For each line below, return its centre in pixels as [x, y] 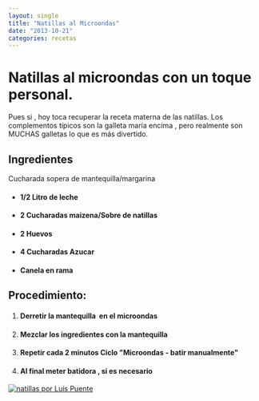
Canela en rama [46, 270]
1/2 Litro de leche [49, 196]
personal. [41, 95]
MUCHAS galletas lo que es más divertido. [78, 134]
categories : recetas [43, 38]
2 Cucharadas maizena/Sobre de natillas [89, 215]
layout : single [34, 16]
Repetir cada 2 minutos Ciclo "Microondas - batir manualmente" [129, 353]
